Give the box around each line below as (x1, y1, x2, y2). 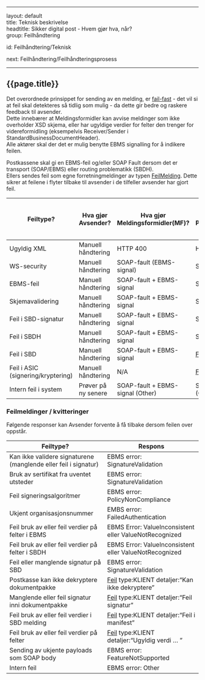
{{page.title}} (6, 79, 59, 89)
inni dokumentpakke (9, 601, 68, 610)
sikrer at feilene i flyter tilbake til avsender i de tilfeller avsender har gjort (6, 178, 189, 185)
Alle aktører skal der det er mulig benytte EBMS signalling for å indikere (6, 140, 185, 148)
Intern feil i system (9, 385, 62, 394)
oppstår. (6, 428, 27, 435)
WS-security (9, 261, 47, 270)
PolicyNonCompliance (107, 495, 171, 504)
